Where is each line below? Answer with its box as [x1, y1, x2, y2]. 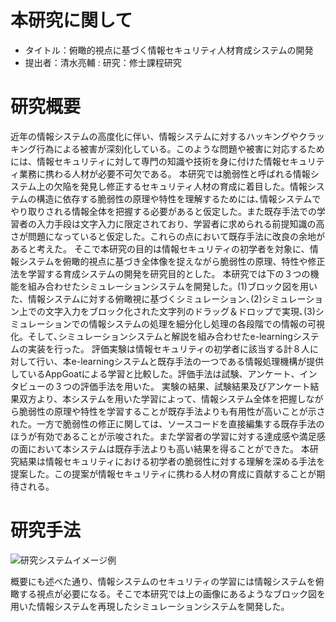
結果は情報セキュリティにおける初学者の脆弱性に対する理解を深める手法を [18, 455, 326, 467]
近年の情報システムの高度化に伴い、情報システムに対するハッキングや [10, 130, 299, 142]
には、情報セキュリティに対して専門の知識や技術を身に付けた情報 [10, 155, 282, 167]
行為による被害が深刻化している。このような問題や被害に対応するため [36, 142, 325, 155]
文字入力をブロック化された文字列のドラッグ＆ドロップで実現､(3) [44, 305, 316, 317]
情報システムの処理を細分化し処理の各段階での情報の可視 [88, 317, 326, 330]
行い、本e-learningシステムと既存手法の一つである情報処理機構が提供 [36, 355, 325, 367]
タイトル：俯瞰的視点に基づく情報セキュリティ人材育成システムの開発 [24, 44, 314, 56]
